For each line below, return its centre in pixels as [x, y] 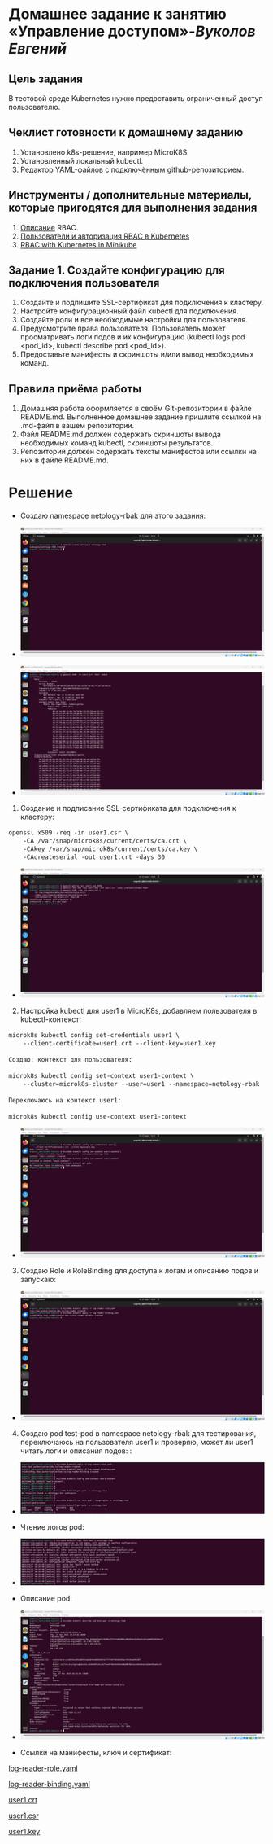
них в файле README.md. [64, 460]
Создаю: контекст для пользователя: [70, 1060]
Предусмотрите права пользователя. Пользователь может [123, 329]
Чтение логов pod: [52, 1527]
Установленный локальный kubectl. [82, 160]
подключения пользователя [84, 283]
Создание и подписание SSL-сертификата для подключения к [128, 808]
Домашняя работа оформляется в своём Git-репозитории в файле [136, 409]
